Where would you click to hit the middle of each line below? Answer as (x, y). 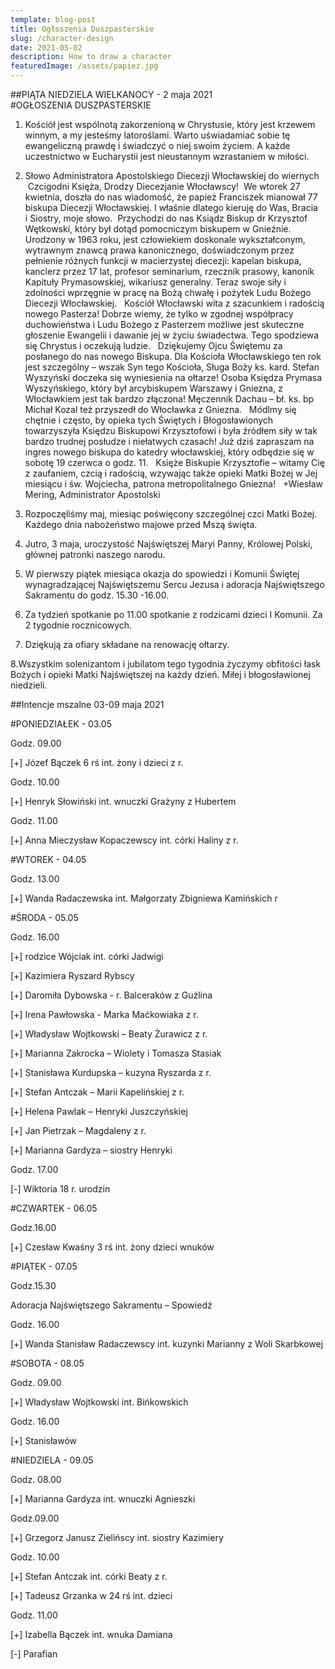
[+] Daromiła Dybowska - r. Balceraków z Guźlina (111, 995)
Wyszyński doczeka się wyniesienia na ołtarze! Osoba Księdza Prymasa (173, 377)
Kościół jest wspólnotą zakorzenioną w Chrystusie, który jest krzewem (170, 124)
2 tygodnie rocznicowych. (78, 625)
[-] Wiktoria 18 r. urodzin (60, 1189)
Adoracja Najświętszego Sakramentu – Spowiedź (111, 1305)
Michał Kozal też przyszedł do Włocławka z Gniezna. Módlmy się (160, 409)
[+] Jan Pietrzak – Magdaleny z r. (78, 1130)
